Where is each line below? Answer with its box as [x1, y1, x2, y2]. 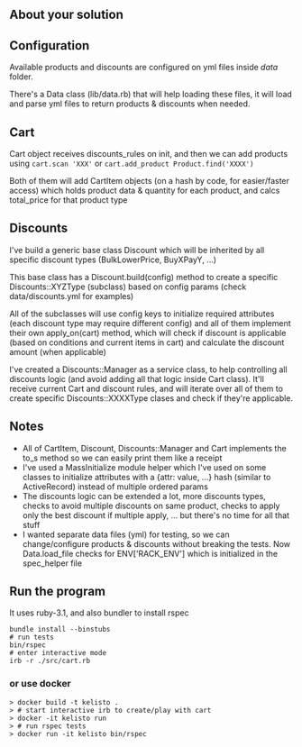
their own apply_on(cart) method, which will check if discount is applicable [9, 327, 287, 338]
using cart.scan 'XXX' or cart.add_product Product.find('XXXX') [9, 158, 254, 169]
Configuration [9, 38, 90, 53]
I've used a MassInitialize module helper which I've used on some [22, 461, 267, 472]
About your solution [9, 7, 124, 23]
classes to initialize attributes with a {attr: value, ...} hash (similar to [22, 471, 271, 482]
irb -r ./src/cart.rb [9, 657, 91, 666]
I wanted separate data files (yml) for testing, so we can [22, 529, 230, 540]
